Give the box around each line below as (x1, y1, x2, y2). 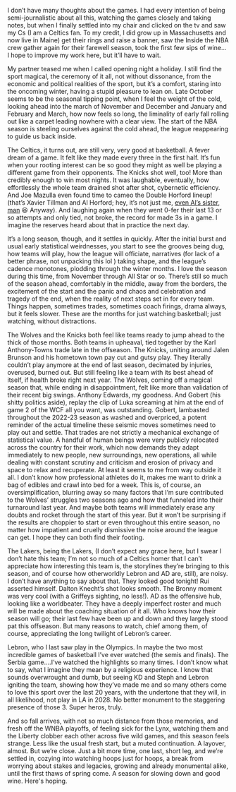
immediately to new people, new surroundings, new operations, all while (7, 451, 217, 459)
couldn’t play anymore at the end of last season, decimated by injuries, (7, 361, 213, 369)
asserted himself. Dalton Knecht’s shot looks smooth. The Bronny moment (7, 584, 222, 592)
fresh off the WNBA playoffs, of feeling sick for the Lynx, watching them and (7, 724, 229, 733)
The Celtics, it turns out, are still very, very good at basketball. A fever (7, 146, 210, 154)
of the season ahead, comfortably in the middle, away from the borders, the (7, 280, 228, 288)
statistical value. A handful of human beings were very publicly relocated (7, 436, 219, 444)
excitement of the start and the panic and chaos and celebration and (7, 287, 206, 295)
